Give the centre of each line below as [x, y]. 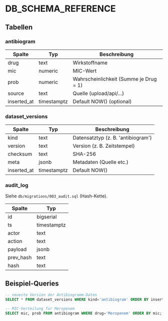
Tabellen [19, 27]
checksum [20, 154]
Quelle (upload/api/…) [98, 93]
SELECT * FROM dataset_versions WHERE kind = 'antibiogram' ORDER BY [77, 300]
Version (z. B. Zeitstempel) [104, 146]
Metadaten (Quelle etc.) [100, 162]
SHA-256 [84, 154]
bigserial [47, 217]
